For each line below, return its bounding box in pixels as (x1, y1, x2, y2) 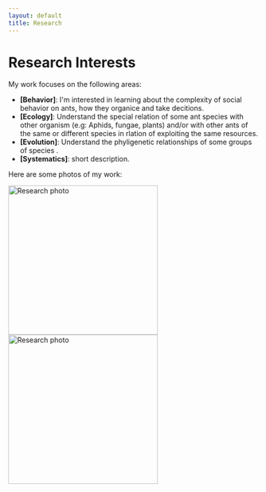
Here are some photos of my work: (8, 170, 123, 179)
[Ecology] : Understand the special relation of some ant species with (19, 112, 244, 122)
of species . (19, 146, 59, 155)
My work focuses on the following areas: (8, 80, 142, 89)
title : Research (8, 19, 62, 27)
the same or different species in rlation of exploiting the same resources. (19, 129, 259, 139)
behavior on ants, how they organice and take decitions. (19, 103, 205, 113)
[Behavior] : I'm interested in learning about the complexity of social (19, 95, 242, 104)
